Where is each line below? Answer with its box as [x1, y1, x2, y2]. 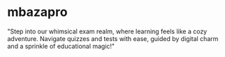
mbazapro [7, 4, 68, 20]
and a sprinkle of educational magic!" [7, 42, 115, 50]
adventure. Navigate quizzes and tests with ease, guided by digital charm [7, 34, 219, 42]
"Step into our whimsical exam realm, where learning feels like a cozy [7, 27, 208, 35]
